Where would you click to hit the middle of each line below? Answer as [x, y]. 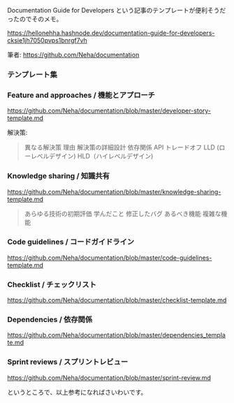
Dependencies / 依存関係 [50, 320]
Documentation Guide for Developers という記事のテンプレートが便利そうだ [117, 10]
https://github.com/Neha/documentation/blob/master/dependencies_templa [116, 335]
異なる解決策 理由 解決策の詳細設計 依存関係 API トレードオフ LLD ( [122, 147]
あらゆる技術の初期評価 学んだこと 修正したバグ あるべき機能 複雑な [123, 213]
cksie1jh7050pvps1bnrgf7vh [47, 40]
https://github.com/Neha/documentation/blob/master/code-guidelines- [110, 258]
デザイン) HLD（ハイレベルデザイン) [101, 156]
